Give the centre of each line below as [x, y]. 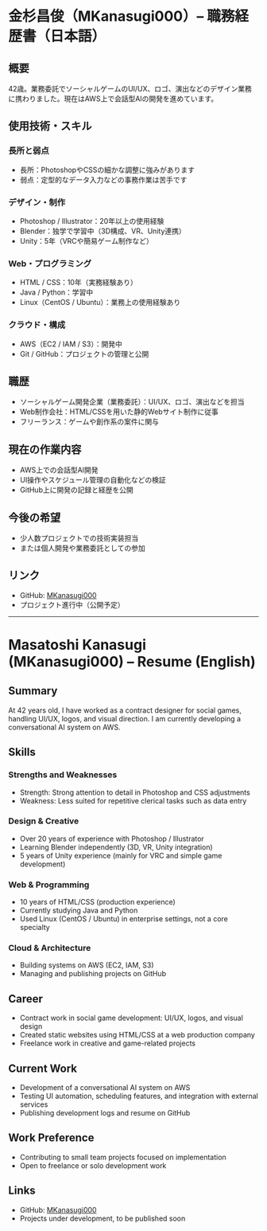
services [34, 1104]
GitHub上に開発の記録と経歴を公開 [76, 490]
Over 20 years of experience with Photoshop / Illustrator [112, 838]
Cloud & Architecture [50, 948]
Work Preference [51, 1138]
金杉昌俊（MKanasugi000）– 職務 [122, 16]
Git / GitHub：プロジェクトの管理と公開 [84, 354]
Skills [22, 752]
